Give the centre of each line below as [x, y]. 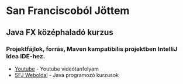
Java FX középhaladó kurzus [60, 32]
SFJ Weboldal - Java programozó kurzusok [66, 75]
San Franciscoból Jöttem [68, 11]
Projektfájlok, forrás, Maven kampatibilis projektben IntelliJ [92, 49]
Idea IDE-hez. [26, 56]
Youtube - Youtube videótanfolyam [57, 69]
